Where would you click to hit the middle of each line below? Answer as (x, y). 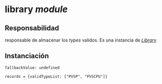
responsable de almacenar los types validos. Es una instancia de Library (80, 40)
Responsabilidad (32, 28)
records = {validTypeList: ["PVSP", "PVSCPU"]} (56, 76)
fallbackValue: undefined (32, 68)
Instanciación (27, 56)
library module (36, 9)
